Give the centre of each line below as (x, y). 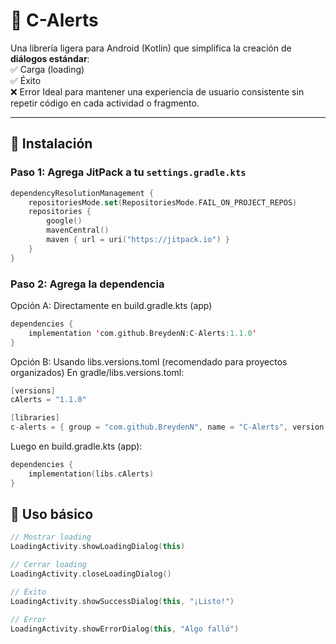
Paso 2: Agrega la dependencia (87, 284)
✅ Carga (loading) (47, 69)
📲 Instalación (51, 144)
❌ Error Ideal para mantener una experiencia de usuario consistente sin (157, 91)
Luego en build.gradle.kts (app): (76, 446)
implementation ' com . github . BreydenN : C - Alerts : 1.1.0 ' (142, 333)
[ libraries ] (35, 418)
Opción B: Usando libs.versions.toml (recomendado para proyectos (149, 361)
